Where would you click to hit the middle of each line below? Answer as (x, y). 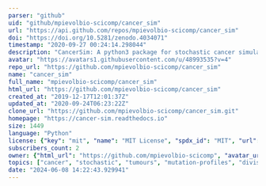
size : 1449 (26, 126)
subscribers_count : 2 (44, 148)
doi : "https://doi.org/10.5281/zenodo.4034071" (88, 38)
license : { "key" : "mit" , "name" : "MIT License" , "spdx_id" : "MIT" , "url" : (134, 140)
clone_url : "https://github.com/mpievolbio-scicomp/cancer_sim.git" (123, 112)
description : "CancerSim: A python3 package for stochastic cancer (122, 52)
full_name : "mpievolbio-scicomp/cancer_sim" (83, 82)
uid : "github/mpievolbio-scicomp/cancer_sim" (84, 23)
